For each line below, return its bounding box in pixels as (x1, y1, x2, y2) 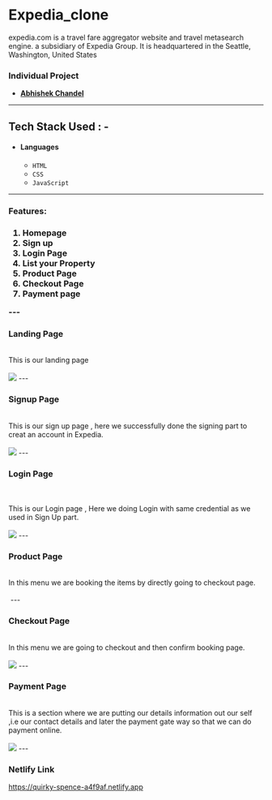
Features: (8, 205, 47, 217)
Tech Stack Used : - (8, 119, 109, 133)
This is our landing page (8, 355, 89, 365)
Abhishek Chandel (19, 88, 84, 98)
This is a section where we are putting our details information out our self (8, 708, 253, 717)
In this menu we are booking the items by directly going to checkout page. (8, 578, 256, 587)
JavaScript (32, 178, 70, 187)
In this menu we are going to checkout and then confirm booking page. (8, 643, 245, 652)
